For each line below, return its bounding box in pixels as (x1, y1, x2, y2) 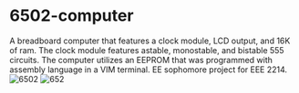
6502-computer (9, 5, 134, 26)
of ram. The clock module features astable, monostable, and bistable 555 (9, 44, 284, 55)
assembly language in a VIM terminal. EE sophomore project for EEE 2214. (9, 64, 288, 75)
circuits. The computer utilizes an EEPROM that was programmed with (9, 54, 273, 65)
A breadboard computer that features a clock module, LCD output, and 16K (9, 35, 291, 46)
